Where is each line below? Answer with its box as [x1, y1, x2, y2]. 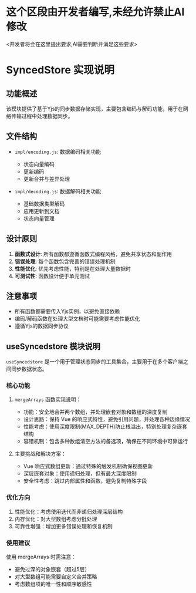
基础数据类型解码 [23, 200, 65, 207]
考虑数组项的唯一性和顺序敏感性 [14, 581, 92, 588]
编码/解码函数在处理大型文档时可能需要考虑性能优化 [14, 315, 140, 322]
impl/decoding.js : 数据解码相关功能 [14, 187, 102, 194]
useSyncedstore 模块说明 [6, 341, 101, 351]
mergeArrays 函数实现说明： [14, 396, 82, 403]
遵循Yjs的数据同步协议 [14, 322, 69, 329]
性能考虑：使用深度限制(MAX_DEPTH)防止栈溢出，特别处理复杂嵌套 [23, 423, 188, 430]
